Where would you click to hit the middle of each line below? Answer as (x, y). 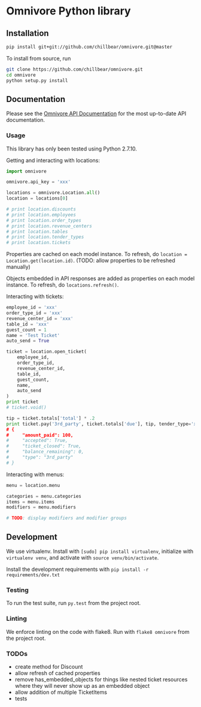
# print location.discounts (41, 209)
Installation (28, 33)
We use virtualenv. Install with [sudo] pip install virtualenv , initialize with (100, 551)
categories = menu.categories (44, 496)
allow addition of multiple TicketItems (61, 692)
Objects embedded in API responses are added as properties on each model (100, 279)
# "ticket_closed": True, (44, 446)
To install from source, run (39, 58)
